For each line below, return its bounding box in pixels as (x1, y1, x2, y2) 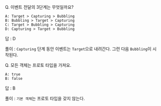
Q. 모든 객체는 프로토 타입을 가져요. (5, 62, 72, 68)
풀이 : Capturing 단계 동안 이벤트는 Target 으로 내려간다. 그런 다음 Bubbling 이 (5, 46, 152, 52)
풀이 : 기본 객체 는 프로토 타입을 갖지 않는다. (5, 96, 85, 101)
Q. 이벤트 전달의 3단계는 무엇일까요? (5, 4, 74, 10)
